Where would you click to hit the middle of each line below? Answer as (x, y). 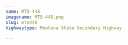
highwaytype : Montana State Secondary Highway (64, 28)
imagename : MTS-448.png (35, 17)
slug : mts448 (22, 22)
